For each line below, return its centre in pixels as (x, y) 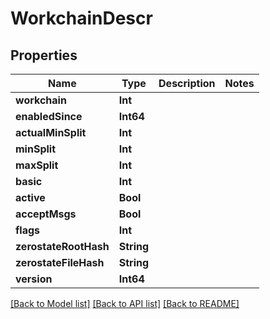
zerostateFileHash (60, 262)
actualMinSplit (51, 132)
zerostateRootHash (62, 246)
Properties (44, 55)
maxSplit (37, 165)
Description (187, 83)
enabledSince (49, 116)
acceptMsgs (46, 214)
